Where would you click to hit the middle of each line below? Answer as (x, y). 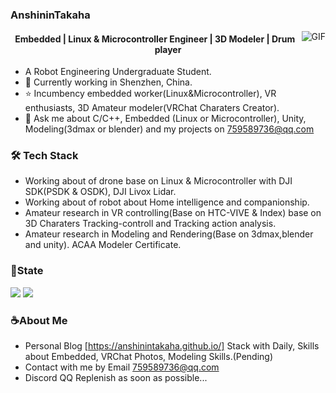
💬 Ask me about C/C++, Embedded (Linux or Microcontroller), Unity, (165, 119)
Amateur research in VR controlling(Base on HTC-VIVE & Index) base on (173, 213)
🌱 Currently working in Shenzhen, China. (108, 82)
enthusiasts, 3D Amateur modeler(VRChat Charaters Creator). (152, 108)
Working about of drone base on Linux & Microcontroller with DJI (158, 181)
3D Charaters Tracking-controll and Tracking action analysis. (150, 224)
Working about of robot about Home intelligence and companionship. (167, 202)
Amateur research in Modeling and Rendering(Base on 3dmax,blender (169, 234)
